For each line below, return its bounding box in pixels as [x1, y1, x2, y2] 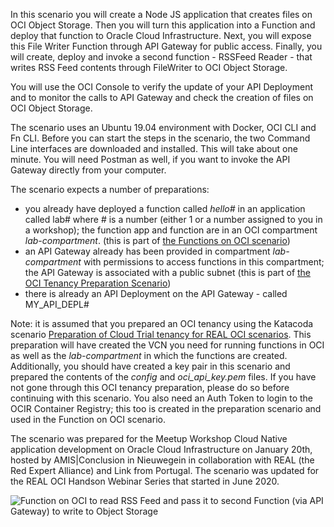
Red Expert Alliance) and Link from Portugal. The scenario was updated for [10, 465, 320, 476]
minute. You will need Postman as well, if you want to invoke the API [10, 154, 291, 165]
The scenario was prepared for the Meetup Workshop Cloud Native [10, 433, 288, 444]
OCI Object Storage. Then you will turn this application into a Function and [10, 19, 316, 31]
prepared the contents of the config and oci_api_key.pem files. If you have [10, 371, 317, 383]
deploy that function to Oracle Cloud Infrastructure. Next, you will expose [10, 30, 312, 41]
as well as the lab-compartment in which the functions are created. [10, 350, 288, 361]
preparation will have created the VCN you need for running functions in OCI [10, 339, 325, 351]
